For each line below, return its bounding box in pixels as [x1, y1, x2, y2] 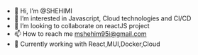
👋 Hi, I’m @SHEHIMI [13, 7, 72, 15]
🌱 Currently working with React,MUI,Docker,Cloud [13, 39, 160, 48]
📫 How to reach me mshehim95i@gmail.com [13, 30, 147, 38]
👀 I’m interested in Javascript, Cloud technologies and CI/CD [13, 14, 192, 23]
